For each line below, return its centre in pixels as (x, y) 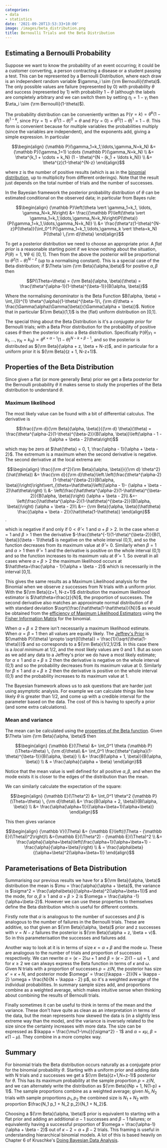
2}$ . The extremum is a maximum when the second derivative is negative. (81, 454)
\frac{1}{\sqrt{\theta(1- (124, 639)
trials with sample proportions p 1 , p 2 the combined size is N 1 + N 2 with (77, 1098)
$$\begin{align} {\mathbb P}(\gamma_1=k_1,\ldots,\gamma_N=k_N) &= (84, 146)
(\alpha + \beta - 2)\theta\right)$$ (84, 439)
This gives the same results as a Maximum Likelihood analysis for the (76, 581)
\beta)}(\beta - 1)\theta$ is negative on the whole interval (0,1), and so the (81, 540)
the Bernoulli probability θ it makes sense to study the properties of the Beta (83, 384)
